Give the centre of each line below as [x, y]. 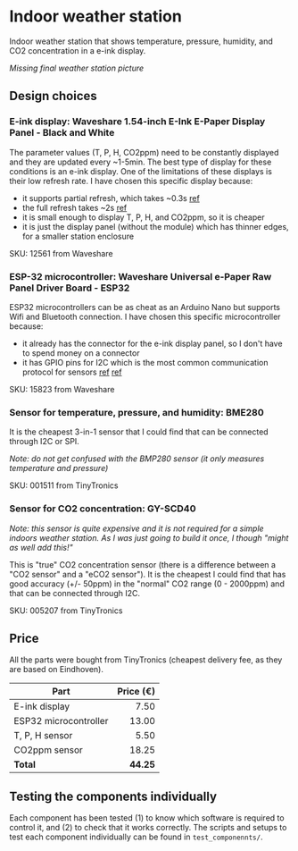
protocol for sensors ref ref [72, 372]
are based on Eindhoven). [57, 670]
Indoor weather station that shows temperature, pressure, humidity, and [141, 41]
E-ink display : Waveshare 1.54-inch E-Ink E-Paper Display [137, 122]
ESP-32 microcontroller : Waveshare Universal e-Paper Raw [141, 276]
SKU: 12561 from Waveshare [61, 253]
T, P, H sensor [43, 736]
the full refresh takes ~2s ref [74, 207]
